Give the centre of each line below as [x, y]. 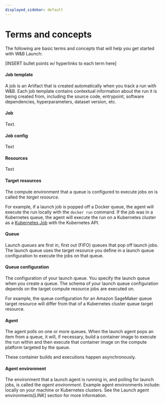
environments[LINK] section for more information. [56, 396]
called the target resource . [32, 197]
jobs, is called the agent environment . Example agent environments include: [83, 385]
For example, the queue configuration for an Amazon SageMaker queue [79, 298]
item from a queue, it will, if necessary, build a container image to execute [81, 337]
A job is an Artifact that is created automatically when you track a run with [81, 86]
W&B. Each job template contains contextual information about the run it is [81, 91]
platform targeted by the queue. [38, 348]
